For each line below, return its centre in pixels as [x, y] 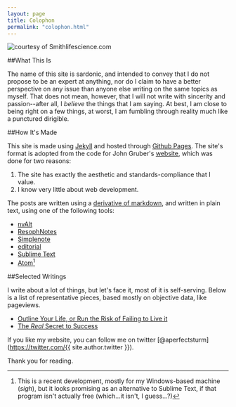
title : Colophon [31, 20]
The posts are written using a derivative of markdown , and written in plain [114, 203]
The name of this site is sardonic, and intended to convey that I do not [108, 74]
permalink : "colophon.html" [48, 27]
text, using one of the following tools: [61, 211]
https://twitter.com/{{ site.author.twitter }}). [72, 347]
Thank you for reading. [40, 361]
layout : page [26, 14]
